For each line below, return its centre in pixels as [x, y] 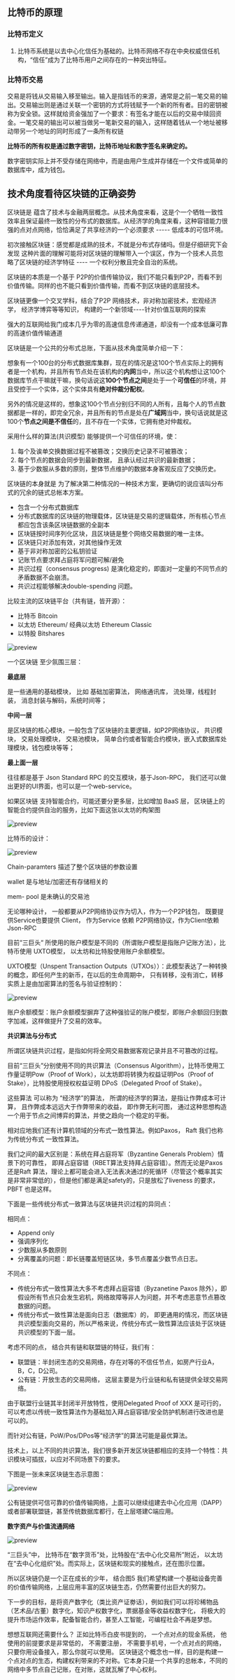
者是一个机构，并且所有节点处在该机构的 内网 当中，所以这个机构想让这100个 [116, 371]
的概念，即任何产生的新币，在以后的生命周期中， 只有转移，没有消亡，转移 [115, 975]
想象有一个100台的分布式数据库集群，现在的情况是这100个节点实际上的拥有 [115, 362]
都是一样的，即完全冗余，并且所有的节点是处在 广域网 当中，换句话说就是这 [120, 413]
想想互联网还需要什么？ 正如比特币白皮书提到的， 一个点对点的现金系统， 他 [117, 1634]
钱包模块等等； [53, 748]
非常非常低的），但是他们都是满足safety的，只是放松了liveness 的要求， [116, 1180]
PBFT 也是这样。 [31, 1189]
